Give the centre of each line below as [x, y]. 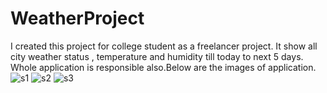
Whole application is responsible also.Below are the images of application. [163, 67]
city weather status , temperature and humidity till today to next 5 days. [157, 56]
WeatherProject [77, 18]
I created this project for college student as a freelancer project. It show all [164, 46]
